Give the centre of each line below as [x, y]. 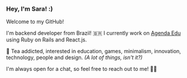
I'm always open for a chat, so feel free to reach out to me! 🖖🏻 [82, 69]
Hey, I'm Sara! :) [30, 9]
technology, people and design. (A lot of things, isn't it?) [75, 57]
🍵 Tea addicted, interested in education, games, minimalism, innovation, [94, 51]
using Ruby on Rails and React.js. [46, 40]
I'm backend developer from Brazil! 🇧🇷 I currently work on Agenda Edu [93, 33]
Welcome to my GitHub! [35, 22]
